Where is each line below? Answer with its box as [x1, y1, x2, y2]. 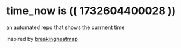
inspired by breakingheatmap [6, 35, 79, 42]
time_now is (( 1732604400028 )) [6, 4, 176, 18]
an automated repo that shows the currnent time [6, 24, 125, 31]
